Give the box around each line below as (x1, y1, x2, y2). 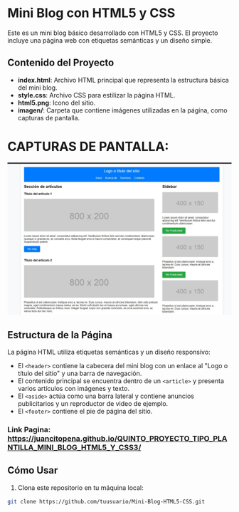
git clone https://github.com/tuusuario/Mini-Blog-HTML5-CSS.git (7, 498, 205, 505)
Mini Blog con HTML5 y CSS (7, 5, 176, 21)
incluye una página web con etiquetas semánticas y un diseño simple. (7, 36, 213, 44)
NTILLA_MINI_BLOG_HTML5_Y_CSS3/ (7, 442, 142, 452)
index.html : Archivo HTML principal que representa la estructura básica (17, 75, 229, 84)
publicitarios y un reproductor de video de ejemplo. (17, 399, 169, 408)
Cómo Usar (7, 464, 58, 476)
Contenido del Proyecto (7, 57, 115, 69)
